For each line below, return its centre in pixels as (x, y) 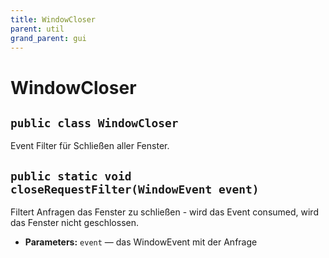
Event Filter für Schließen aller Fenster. (90, 146)
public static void (71, 176)
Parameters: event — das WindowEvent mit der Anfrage (141, 242)
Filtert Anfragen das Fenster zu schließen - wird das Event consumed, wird (164, 212)
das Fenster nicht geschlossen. (75, 223)
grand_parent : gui (48, 38)
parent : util (37, 29)
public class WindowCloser (94, 123)
